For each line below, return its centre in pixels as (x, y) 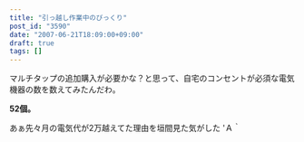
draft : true (32, 43)
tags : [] (26, 52)
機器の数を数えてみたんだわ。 (65, 90)
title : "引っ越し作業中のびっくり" (69, 18)
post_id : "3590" (40, 26)
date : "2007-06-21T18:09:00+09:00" (77, 34)
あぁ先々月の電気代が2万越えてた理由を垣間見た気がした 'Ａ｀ (125, 128)
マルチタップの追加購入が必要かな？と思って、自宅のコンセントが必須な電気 (152, 79)
